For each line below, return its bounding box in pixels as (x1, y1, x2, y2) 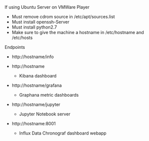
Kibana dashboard (19, 73, 57, 78)
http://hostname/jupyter (11, 102, 61, 107)
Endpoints (4, 44, 25, 50)
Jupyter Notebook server (19, 111, 71, 117)
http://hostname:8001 (11, 121, 56, 126)
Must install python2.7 (11, 24, 57, 30)
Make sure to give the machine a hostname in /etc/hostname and (11, 30, 144, 35)
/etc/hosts (11, 35, 33, 40)
